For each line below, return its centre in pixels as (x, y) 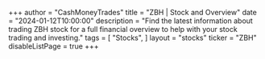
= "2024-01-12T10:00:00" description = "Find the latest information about (131, 21)
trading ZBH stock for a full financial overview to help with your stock (123, 29)
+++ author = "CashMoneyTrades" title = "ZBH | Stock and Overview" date (133, 12)
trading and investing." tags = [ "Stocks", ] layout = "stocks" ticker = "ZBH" (132, 37)
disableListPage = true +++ (54, 46)
